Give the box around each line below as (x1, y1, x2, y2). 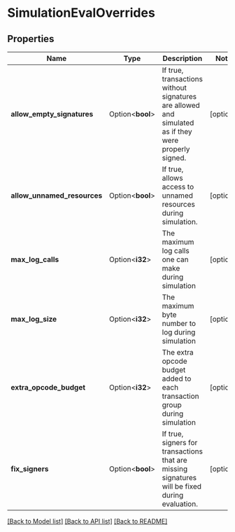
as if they (162, 127, 192, 136)
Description (162, 54, 203, 63)
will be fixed (162, 482, 201, 491)
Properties (7, 33, 55, 45)
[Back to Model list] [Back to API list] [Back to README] (7, 517, 168, 525)
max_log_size (10, 314, 57, 324)
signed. (162, 153, 187, 163)
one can (162, 254, 189, 264)
